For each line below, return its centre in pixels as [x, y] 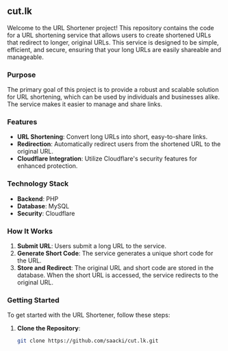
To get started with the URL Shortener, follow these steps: [89, 315]
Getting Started [33, 300]
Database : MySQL [43, 206]
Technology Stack [38, 184]
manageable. [26, 57]
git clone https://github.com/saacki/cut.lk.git [88, 341]
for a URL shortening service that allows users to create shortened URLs [109, 35]
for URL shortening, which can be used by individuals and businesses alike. [114, 97]
